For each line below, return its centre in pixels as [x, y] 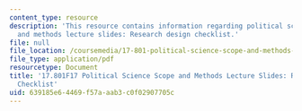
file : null [30, 43]
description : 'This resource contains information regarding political [146, 26]
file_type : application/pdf [62, 59]
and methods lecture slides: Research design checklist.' [129, 34]
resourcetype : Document [54, 68]
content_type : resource [54, 17]
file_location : [38, 51]
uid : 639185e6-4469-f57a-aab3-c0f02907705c [92, 92]
